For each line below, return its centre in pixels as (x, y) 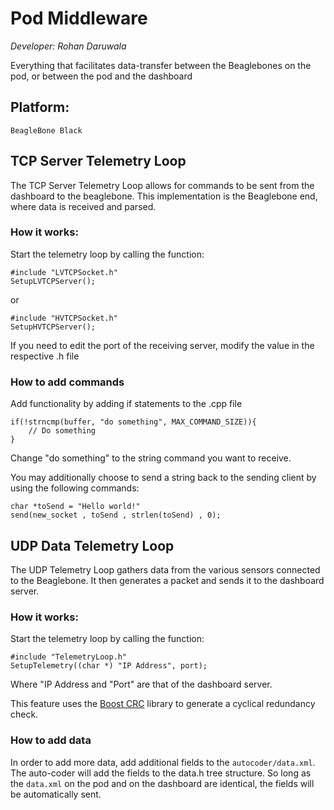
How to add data (51, 740)
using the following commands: (75, 488)
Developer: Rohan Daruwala (68, 46)
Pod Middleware (79, 18)
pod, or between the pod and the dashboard (101, 76)
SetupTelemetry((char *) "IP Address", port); (109, 666)
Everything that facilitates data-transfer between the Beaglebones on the (161, 65)
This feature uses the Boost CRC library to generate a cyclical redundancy (163, 704)
